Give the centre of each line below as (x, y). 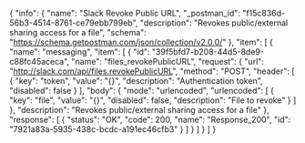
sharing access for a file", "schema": (78, 32)
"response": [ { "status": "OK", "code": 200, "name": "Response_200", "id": (150, 119)
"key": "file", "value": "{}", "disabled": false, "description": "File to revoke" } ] (153, 100)
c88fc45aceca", (40, 61)
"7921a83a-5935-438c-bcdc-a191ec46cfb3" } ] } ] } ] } (113, 129)
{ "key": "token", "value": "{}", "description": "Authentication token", (136, 81)
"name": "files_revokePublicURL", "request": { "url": (168, 61)
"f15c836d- (264, 13)
